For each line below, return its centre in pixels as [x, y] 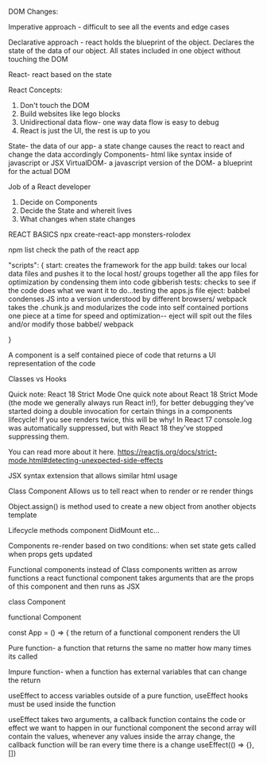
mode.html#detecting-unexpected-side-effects [86, 460]
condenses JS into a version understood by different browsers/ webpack [128, 299]
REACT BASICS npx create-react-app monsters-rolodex [100, 234]
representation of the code [52, 363]
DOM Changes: [33, 12]
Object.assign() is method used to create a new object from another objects [132, 506]
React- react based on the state [60, 74]
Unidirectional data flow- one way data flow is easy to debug [119, 122]
